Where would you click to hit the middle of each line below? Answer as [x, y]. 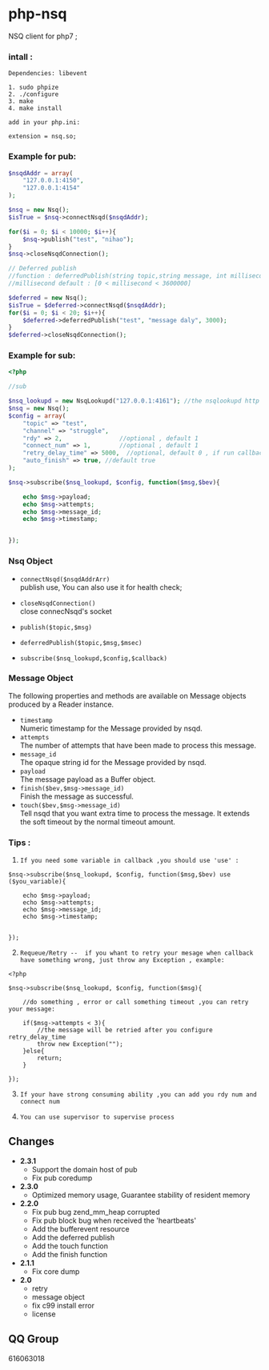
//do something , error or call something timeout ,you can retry [136, 1002]
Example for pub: [42, 157]
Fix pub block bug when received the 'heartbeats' [114, 1220]
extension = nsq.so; [43, 137]
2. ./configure [34, 94]
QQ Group [34, 1339]
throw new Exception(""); [80, 1044]
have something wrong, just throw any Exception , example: [122, 960]
